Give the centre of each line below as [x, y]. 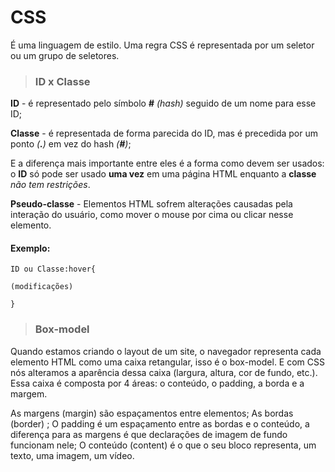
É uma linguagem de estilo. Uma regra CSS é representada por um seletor [162, 45]
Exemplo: [30, 248]
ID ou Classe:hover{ [53, 269]
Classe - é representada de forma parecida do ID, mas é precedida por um [164, 133]
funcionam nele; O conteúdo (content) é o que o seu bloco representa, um [163, 445]
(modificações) [42, 287]
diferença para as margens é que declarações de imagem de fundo [149, 434]
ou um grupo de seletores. [65, 55]
